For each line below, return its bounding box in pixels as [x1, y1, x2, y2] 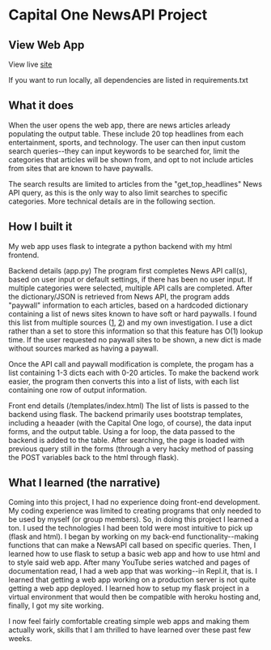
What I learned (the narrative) [8, 476, 161, 490]
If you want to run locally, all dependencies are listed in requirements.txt [8, 75, 248, 84]
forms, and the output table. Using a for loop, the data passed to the [8, 426, 235, 436]
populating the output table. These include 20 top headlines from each [8, 128, 244, 139]
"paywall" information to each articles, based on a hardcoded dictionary [8, 300, 248, 310]
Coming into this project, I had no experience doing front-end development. [8, 497, 260, 507]
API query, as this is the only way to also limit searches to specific [8, 187, 228, 197]
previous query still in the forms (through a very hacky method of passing [8, 444, 254, 454]
